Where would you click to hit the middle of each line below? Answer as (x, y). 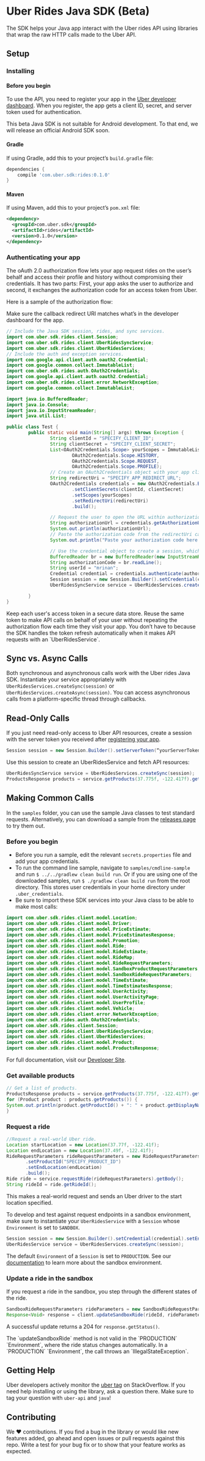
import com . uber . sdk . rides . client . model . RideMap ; (71, 958)
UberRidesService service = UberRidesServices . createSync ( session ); (95, 1244)
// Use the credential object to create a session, (117, 551)
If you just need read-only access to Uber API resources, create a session (99, 733)
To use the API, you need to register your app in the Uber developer (92, 99)
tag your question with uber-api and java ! (59, 1398)
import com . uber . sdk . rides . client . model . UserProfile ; (76, 1003)
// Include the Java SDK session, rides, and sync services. (86, 331)
